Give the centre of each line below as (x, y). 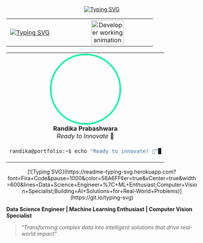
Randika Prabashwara (85, 128)
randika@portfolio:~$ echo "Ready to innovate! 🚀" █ (85, 151)
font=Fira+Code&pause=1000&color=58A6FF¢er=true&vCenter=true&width (102, 178)
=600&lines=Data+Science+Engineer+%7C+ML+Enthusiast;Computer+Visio (102, 184)
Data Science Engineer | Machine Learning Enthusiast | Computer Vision (99, 209)
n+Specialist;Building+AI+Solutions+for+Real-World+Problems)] (102, 191)
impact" (47, 233)
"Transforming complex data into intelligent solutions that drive (100, 227)
